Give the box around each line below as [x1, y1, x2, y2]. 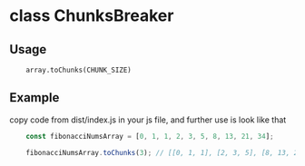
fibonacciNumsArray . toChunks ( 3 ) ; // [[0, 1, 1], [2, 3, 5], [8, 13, [25, 148, 290, 157]
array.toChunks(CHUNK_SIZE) [25, 65, 132, 74]
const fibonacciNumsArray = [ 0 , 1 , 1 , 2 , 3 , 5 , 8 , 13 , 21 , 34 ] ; [25, 132, 274, 141]
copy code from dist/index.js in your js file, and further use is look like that [9, 114, 287, 125]
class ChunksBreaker [9, 5, 174, 26]
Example [9, 90, 60, 105]
